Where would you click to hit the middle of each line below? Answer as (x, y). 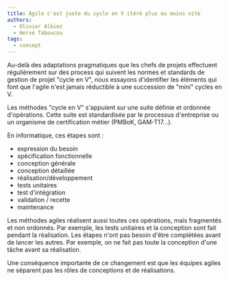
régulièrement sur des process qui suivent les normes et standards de (106, 72)
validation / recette (44, 200)
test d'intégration (41, 192)
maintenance (35, 207)
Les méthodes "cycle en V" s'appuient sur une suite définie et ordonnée (109, 108)
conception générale (46, 163)
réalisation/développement (55, 178)
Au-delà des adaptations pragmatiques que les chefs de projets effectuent (112, 65)
